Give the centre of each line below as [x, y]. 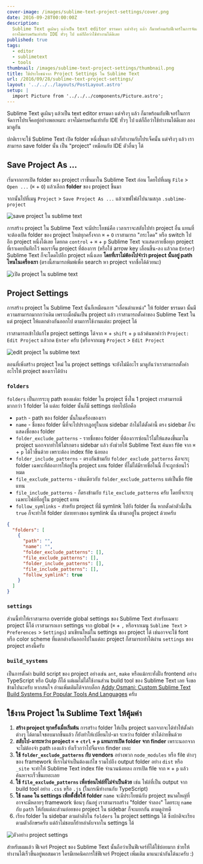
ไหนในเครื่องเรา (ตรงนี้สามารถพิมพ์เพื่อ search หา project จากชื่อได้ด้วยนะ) [84, 262]
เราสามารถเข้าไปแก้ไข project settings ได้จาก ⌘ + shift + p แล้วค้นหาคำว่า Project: [98, 333]
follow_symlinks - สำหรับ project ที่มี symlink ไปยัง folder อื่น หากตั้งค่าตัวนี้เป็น [104, 506]
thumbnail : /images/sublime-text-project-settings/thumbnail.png [90, 68]
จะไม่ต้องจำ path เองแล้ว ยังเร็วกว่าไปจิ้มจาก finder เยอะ [73, 748]
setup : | [18, 91]
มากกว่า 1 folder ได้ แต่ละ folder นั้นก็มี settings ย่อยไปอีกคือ [71, 406]
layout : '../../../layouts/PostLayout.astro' [65, 85]
